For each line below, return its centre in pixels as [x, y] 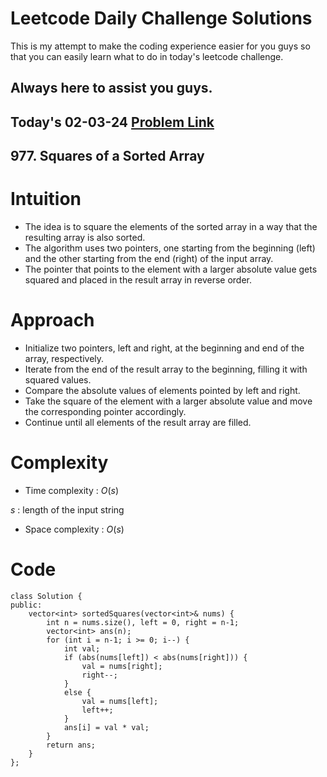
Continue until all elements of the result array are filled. [138, 422]
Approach [52, 320]
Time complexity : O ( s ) [72, 490]
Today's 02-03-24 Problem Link [112, 122]
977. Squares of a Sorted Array [107, 156]
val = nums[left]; [120, 701]
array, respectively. [64, 358]
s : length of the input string [67, 509]
